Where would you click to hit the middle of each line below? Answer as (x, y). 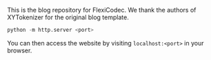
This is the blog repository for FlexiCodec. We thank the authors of (102, 10)
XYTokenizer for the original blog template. (68, 17)
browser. (20, 50)
